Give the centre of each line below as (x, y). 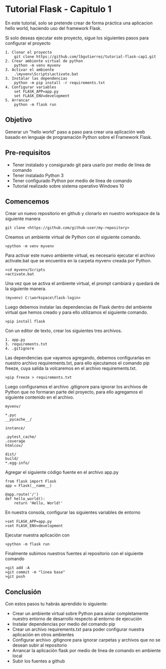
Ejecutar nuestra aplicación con (37, 535)
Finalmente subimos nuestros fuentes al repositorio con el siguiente (74, 554)
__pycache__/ (19, 420)
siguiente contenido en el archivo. (40, 397)
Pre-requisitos (28, 153)
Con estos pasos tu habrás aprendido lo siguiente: (56, 604)
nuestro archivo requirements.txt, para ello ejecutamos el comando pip (77, 363)
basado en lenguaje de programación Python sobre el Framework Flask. (79, 137)
